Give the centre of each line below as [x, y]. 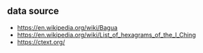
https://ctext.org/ [41, 42]
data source [33, 11]
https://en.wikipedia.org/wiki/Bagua [67, 27]
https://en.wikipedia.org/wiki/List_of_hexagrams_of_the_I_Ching [106, 35]
